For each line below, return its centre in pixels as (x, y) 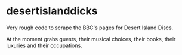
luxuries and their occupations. (44, 45)
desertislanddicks (52, 11)
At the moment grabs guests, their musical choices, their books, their (91, 39)
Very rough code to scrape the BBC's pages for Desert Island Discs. (90, 27)
